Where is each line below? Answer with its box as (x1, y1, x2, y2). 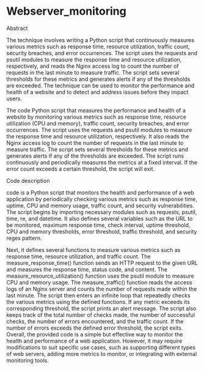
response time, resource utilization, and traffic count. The (6, 253, 151, 260)
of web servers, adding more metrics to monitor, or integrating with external (6, 350, 197, 357)
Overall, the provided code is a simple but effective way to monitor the (6, 330, 183, 338)
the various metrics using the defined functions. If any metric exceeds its (6, 298, 191, 305)
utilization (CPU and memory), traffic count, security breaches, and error (6, 119, 189, 127)
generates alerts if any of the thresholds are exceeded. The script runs (6, 152, 184, 160)
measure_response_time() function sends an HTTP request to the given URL (6, 259, 199, 267)
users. (6, 95, 23, 102)
